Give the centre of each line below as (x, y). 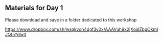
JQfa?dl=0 (16, 34)
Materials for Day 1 (34, 8)
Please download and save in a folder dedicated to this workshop (71, 20)
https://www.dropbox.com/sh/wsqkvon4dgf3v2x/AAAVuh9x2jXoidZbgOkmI (81, 29)
